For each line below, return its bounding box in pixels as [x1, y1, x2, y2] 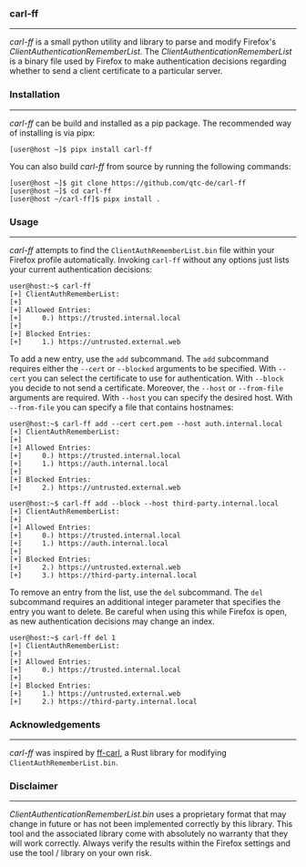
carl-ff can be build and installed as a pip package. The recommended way [9, 117, 291, 128]
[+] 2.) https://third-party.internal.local [9, 697, 198, 706]
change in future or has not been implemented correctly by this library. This [9, 819, 293, 830]
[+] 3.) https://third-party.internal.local [9, 570, 198, 580]
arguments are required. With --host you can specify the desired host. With [9, 392, 293, 403]
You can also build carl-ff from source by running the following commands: [9, 160, 291, 171]
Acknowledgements [9, 718, 101, 730]
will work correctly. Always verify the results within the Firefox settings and [9, 838, 291, 849]
